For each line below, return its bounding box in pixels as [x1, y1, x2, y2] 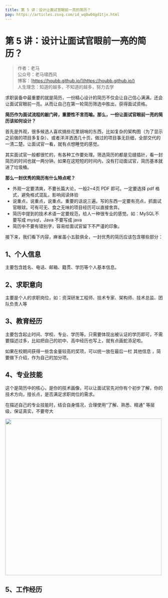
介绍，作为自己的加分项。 [18, 354, 71, 360]
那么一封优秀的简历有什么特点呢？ [5, 175, 75, 181]
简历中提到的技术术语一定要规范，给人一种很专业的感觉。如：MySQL [12, 211, 155, 217]
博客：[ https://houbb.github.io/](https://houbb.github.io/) [17, 78, 135, 84]
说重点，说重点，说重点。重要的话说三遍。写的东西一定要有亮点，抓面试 [12, 198, 161, 204]
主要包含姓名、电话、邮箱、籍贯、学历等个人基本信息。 [5, 264, 119, 270]
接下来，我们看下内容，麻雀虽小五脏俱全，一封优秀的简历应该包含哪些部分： [5, 234, 163, 240]
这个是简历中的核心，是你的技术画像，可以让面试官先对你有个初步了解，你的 [5, 385, 163, 391]
